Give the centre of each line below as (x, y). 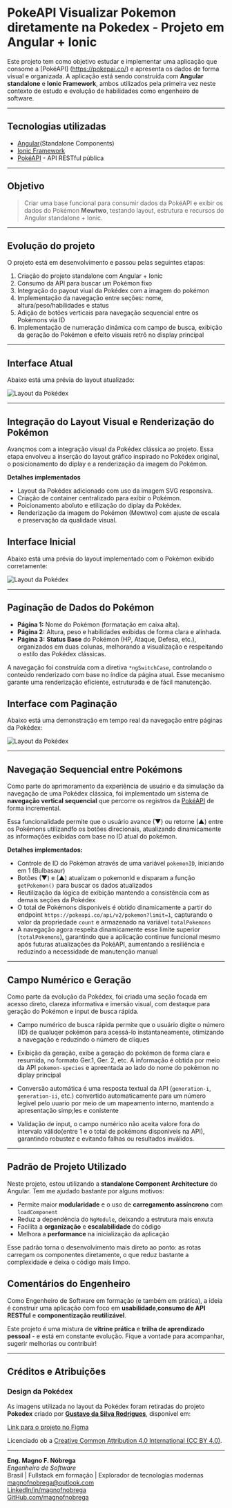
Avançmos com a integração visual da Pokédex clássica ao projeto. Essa (110, 449)
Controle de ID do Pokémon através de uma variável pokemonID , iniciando (120, 863)
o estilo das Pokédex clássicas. (61, 654)
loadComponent (37, 1212)
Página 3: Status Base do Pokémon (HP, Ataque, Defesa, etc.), (107, 639)
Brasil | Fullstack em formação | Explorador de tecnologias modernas (105, 1475)
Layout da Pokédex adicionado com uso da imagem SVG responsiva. (115, 491)
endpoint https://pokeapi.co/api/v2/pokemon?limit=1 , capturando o (115, 915)
